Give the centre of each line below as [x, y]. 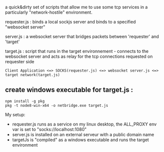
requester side [20, 62]
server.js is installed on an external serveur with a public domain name [83, 134]
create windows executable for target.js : [69, 90]
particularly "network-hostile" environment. [49, 12]
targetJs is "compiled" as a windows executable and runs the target [81, 140]
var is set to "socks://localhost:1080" [49, 129]
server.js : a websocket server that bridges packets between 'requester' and [82, 37]
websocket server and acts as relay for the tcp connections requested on [79, 56]
